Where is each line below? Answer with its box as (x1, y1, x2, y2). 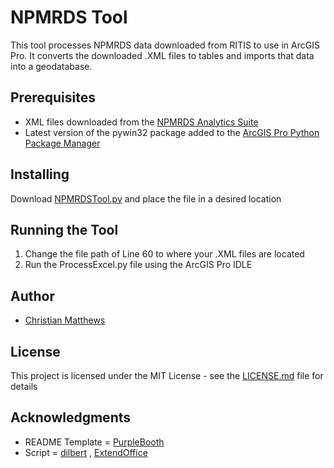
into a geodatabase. (10, 60, 93, 72)
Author (10, 287, 55, 305)
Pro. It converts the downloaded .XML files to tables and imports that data (10, 49, 315, 61)
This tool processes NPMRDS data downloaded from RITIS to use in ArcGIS (10, 39, 320, 51)
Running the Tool (10, 221, 119, 238)
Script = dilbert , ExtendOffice (24, 446, 148, 458)
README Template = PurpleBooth (24, 436, 165, 448)
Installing (10, 166, 70, 183)
